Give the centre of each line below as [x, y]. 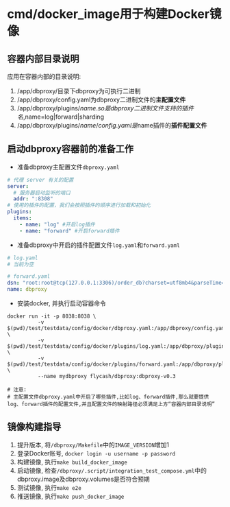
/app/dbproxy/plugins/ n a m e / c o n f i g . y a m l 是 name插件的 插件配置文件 [112, 125]
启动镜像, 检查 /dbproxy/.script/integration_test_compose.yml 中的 [112, 470]
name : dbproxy [27, 290]
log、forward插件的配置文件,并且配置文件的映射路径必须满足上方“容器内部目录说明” [111, 404]
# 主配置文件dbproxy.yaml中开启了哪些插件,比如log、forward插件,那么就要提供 [108, 397]
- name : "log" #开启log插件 [57, 224]
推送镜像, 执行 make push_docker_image [71, 496]
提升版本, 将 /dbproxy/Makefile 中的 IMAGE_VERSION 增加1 [93, 445]
